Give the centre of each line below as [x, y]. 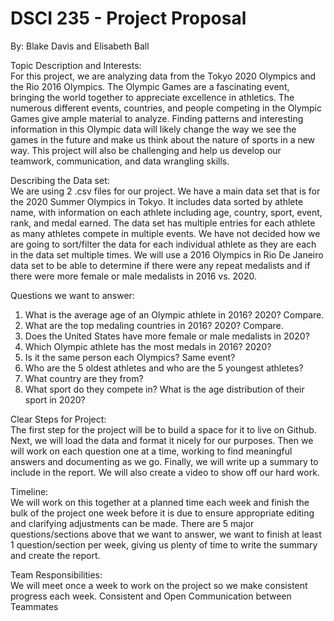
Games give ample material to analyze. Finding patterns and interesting [157, 118]
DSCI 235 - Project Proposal [128, 18]
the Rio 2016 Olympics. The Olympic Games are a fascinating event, [150, 86]
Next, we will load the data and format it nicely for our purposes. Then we [162, 440]
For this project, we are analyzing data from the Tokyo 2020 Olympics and [163, 76]
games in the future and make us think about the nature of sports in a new [163, 139]
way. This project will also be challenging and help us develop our [146, 150]
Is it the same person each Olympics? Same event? [130, 357]
